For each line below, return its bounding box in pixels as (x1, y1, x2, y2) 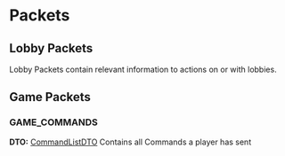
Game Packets (9, 90, 92, 105)
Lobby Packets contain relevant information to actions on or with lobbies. (9, 64, 278, 74)
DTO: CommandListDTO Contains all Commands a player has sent (9, 136, 252, 147)
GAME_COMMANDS (9, 116, 98, 129)
